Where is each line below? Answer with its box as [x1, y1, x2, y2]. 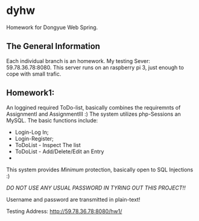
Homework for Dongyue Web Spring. [6, 24, 98, 31]
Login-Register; [14, 134, 54, 142]
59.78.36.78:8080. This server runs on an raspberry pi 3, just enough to [6, 64, 184, 71]
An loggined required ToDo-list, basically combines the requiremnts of [6, 104, 181, 111]
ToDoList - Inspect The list [14, 141, 81, 148]
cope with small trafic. [6, 70, 62, 78]
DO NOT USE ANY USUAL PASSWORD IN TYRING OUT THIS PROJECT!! [6, 184, 186, 191]
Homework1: [6, 88, 55, 98]
